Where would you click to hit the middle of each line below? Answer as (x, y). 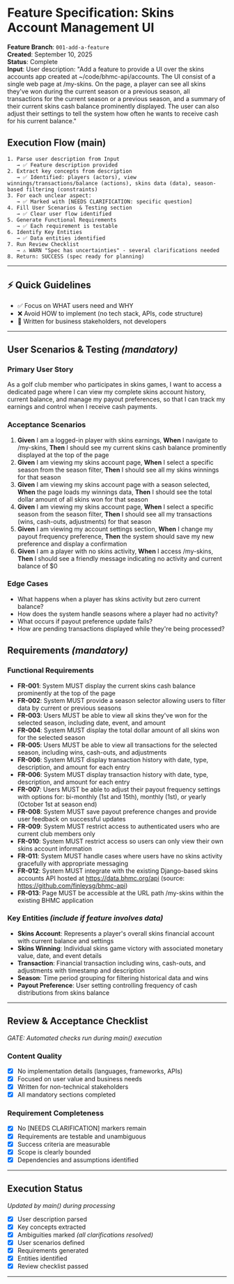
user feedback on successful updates (71, 819)
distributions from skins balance (63, 992)
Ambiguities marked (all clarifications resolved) (85, 1235)
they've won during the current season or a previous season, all (99, 91)
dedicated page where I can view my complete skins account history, (107, 392)
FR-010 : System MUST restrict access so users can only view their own (120, 841)
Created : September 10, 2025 (50, 54)
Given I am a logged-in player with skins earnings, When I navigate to (117, 440)
